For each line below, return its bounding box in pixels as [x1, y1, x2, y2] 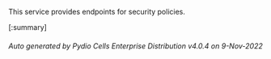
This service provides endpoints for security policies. [8, 7, 186, 16]
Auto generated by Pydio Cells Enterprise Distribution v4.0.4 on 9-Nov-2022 [8, 40, 263, 51]
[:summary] [8, 23, 47, 32]
